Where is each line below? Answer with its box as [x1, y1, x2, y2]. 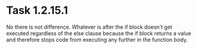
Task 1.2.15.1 [6, 4, 69, 17]
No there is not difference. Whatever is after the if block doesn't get [6, 23, 173, 30]
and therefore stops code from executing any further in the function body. [6, 36, 188, 43]
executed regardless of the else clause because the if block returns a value [6, 29, 192, 36]
